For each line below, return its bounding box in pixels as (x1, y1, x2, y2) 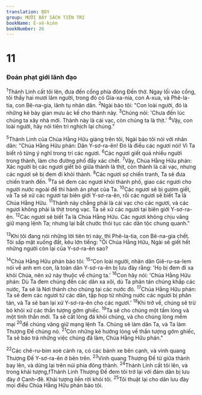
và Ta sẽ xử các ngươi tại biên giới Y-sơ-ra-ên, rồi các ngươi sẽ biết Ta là (6, 192, 187, 199)
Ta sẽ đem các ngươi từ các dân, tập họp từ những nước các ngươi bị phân (6, 292, 192, 299)
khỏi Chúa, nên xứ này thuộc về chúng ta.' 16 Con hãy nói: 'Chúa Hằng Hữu (6, 270, 191, 279)
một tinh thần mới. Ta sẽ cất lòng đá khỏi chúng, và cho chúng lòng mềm (6, 313, 188, 320)
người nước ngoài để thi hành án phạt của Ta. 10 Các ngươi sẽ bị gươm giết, (6, 185, 191, 193)
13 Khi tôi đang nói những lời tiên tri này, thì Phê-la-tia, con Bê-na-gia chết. (6, 231, 190, 239)
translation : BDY (6, 8, 50, 15)
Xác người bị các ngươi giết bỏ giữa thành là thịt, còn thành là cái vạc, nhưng (6, 163, 197, 171)
